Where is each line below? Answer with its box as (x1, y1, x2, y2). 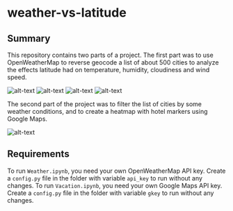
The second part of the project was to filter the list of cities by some (7, 100, 202, 108)
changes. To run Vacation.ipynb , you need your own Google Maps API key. (7, 181, 223, 189)
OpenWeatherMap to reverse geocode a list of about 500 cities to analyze (7, 58, 219, 67)
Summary (7, 33, 51, 44)
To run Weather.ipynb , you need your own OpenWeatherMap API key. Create (7, 167, 226, 175)
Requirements (7, 148, 70, 160)
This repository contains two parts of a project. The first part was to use (7, 51, 214, 59)
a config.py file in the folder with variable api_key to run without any (7, 174, 203, 182)
